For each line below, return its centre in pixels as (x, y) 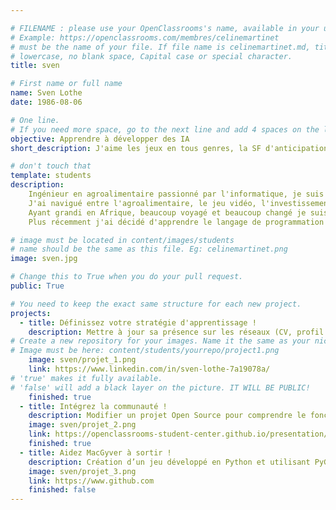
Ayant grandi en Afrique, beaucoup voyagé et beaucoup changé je (167, 212)
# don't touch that (51, 166)
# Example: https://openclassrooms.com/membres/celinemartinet (145, 37)
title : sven (35, 66)
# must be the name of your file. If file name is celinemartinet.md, (160, 47)
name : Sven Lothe (46, 93)
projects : (31, 313)
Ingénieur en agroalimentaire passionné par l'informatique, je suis (176, 194)
